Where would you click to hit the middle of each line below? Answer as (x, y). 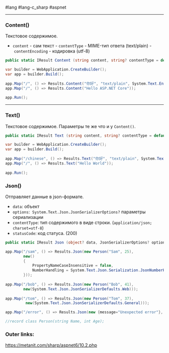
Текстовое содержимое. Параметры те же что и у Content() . (70, 126)
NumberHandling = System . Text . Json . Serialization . (86, 270)
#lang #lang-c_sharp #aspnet (36, 7)
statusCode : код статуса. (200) (45, 233)
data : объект (26, 206)
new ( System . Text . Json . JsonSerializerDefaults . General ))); (88, 303)
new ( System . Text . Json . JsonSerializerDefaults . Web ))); (81, 289)
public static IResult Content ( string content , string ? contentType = (82, 61)
